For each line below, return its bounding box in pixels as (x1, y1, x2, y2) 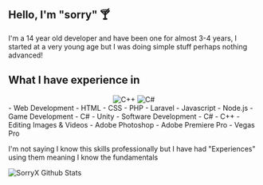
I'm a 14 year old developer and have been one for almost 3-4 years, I (8, 33, 237, 43)
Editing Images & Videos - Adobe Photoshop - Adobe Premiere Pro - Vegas (8, 120, 255, 129)
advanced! (8, 50, 44, 60)
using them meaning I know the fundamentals (8, 152, 159, 162)
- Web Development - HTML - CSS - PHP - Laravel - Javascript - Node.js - (8, 103, 253, 112)
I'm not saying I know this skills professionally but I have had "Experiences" (8, 144, 257, 153)
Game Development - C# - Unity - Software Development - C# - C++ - (8, 112, 241, 121)
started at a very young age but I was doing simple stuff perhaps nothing (8, 41, 248, 51)
